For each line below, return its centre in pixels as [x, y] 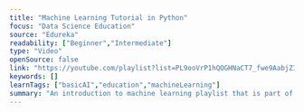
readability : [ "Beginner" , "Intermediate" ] [90, 43]
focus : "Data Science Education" [72, 26]
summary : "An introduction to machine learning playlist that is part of [152, 93]
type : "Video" [36, 51]
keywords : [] [34, 77]
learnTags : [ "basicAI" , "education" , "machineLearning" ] [115, 85]
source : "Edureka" [44, 34]
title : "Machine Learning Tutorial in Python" [99, 18]
